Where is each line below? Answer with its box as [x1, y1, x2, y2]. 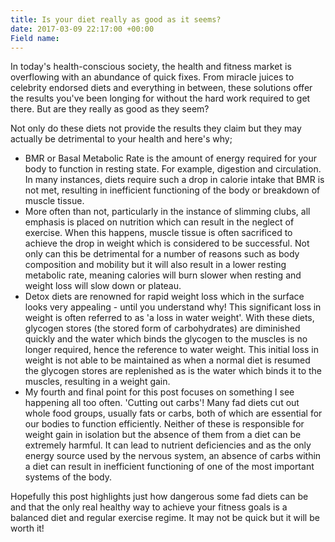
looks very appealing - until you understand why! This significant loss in [24, 301, 322, 313]
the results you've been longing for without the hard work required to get [10, 92, 311, 105]
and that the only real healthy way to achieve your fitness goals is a [10, 501, 288, 513]
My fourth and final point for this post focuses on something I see [24, 386, 295, 398]
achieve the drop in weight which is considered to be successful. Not [24, 237, 310, 250]
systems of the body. [24, 471, 113, 483]
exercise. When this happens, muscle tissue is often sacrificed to [24, 227, 293, 239]
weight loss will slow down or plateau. [24, 280, 182, 292]
